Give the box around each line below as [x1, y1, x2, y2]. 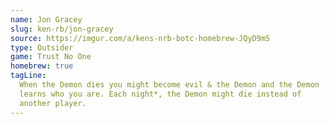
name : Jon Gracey [10, 14, 83, 25]
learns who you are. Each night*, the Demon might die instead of [19, 89, 302, 99]
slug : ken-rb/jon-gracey [10, 24, 114, 34]
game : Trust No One [10, 52, 92, 62]
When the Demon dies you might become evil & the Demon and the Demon [19, 80, 320, 90]
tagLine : [10, 71, 47, 81]
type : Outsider [10, 42, 74, 53]
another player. [19, 98, 87, 108]
